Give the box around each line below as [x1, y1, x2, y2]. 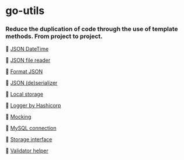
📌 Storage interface [5, 136, 53, 143]
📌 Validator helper [5, 147, 49, 154]
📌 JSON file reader [5, 57, 51, 64]
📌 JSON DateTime [5, 46, 49, 53]
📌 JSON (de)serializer [5, 79, 58, 86]
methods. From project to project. [5, 32, 103, 40]
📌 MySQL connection [5, 124, 57, 132]
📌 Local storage [5, 91, 43, 98]
